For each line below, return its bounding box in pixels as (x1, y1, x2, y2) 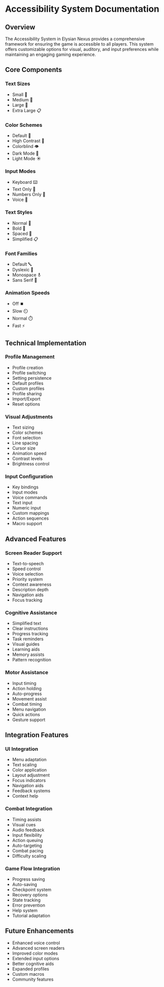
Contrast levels (12, 456, 43, 461)
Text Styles (5, 209, 33, 216)
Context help (12, 793, 38, 799)
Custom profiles (12, 385, 45, 391)
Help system (12, 908, 38, 914)
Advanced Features (5, 535, 67, 543)
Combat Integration (5, 805, 53, 812)
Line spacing (12, 440, 38, 446)
